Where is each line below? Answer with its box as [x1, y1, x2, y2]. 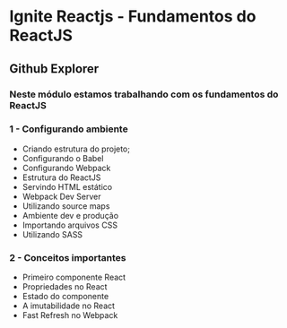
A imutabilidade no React [22, 300, 115, 311]
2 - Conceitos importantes [9, 251, 126, 263]
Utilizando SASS [22, 229, 83, 239]
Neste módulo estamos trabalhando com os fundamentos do [9, 88, 279, 100]
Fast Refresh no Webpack [22, 310, 118, 321]
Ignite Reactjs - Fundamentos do [9, 6, 257, 27]
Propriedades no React [22, 281, 108, 292]
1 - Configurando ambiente [9, 123, 128, 135]
